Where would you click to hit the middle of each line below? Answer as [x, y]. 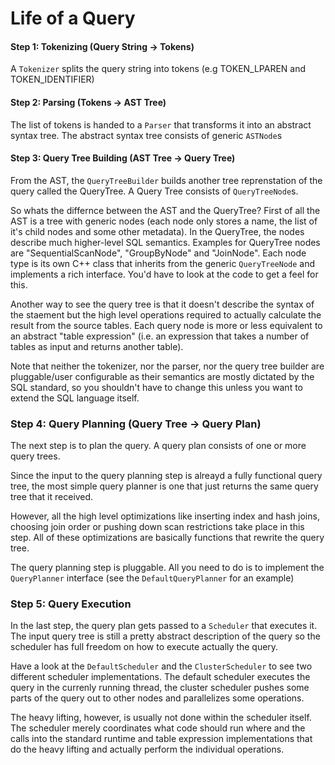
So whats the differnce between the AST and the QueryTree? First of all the [165, 210]
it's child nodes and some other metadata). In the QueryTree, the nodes [157, 231]
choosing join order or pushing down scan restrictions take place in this [157, 527]
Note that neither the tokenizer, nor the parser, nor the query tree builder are [167, 366]
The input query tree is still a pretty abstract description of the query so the [165, 636]
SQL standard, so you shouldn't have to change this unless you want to [156, 387]
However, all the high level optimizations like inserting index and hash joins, [165, 516]
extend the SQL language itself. [75, 398]
